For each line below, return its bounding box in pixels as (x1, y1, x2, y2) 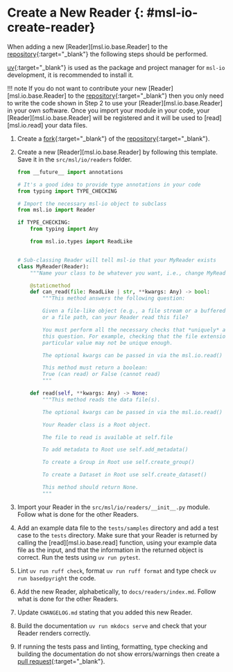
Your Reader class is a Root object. (42, 421, 151, 428)
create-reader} (7, 19, 96, 35)
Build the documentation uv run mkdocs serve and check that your (17, 621, 207, 630)
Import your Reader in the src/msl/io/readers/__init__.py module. (17, 503, 210, 511)
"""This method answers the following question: (42, 295, 186, 302)
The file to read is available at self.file (42, 433, 173, 441)
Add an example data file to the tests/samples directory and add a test (17, 524, 219, 532)
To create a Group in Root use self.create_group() (42, 459, 195, 466)
